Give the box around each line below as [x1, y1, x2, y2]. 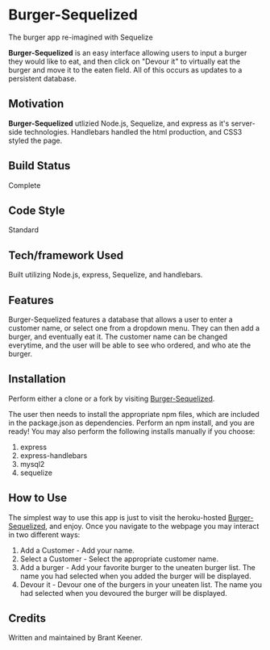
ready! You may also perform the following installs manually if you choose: [8, 426, 255, 436]
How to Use [8, 491, 68, 505]
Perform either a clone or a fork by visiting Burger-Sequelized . [8, 394, 215, 403]
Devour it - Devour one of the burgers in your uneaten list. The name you [19, 579, 262, 590]
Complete [8, 180, 41, 190]
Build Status [8, 159, 71, 173]
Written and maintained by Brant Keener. [8, 633, 143, 643]
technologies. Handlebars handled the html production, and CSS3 [23, 127, 243, 136]
